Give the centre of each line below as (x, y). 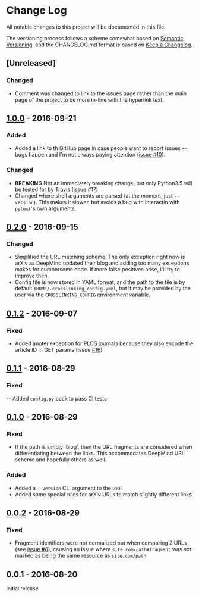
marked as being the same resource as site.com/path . (81, 556)
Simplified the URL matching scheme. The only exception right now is (100, 257)
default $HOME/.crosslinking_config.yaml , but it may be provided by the (103, 289)
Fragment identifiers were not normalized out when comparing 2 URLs (101, 543)
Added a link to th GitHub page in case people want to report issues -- (101, 148)
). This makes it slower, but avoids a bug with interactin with (107, 202)
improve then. (32, 276)
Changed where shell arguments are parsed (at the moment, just (94, 196)
